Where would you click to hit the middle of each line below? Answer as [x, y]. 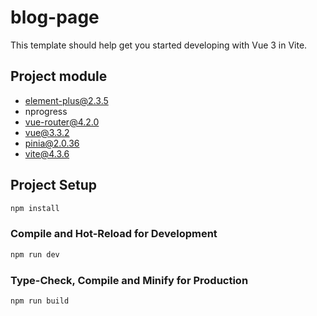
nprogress [46, 111]
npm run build [40, 301]
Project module [59, 76]
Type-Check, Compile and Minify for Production [129, 280]
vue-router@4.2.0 [62, 122]
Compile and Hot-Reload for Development [114, 234]
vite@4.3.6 [47, 153]
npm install [35, 208]
